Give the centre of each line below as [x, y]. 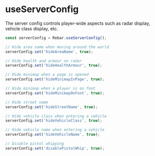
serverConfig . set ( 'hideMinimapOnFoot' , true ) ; [55, 93]
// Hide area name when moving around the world [57, 47]
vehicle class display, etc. [32, 28]
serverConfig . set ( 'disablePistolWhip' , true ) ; [55, 148]
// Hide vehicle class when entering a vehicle [56, 116]
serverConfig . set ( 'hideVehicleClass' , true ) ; [54, 121]
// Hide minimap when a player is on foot [50, 89]
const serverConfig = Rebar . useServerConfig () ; [56, 38]
